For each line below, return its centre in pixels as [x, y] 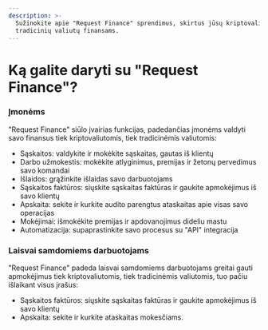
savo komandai [45, 170]
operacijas [37, 213]
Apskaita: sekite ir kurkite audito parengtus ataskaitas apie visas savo [134, 204]
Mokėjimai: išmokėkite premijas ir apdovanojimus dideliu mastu [123, 221]
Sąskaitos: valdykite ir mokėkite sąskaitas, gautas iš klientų [116, 153]
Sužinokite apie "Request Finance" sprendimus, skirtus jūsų [119, 23]
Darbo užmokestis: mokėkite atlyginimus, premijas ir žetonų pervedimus [138, 161]
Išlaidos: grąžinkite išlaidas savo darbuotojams [96, 179]
